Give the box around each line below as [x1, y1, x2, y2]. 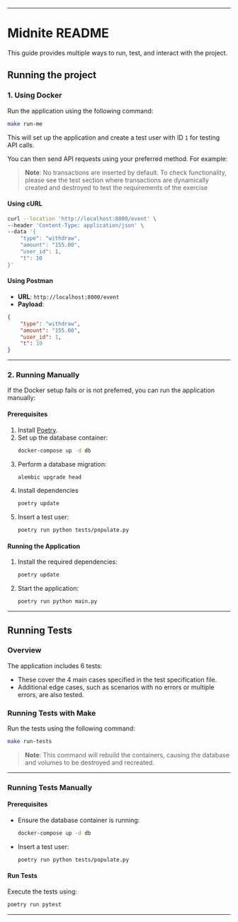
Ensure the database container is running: [17, 816, 140, 825]
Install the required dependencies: [17, 557, 118, 566]
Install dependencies [17, 487, 79, 495]
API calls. [7, 140, 35, 149]
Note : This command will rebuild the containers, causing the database [24, 750, 230, 759]
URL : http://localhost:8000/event [17, 292, 120, 301]
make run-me [7, 120, 42, 128]
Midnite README [7, 26, 110, 41]
